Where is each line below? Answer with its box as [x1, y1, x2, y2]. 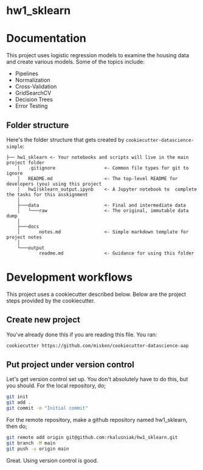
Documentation [6, 32, 87, 46]
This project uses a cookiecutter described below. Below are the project [6, 290, 187, 298]
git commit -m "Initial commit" [6, 405, 88, 412]
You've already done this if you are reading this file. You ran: [6, 331, 157, 338]
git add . [6, 399, 32, 405]
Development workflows [6, 270, 132, 284]
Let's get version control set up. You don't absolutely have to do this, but [6, 376, 188, 383]
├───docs [17, 223, 40, 230]
